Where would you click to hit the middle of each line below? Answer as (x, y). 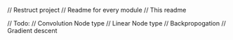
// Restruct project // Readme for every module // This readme (97, 10)
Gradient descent (32, 31)
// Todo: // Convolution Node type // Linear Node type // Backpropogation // (117, 23)
